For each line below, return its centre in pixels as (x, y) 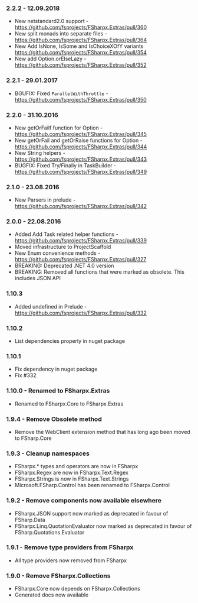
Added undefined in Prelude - (51, 306)
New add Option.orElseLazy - (50, 59)
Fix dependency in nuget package (56, 369)
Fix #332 (25, 375)
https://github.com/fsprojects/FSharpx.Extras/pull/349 (81, 171)
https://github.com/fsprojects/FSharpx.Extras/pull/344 (81, 147)
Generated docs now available (52, 595)
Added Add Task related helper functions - (67, 234)
